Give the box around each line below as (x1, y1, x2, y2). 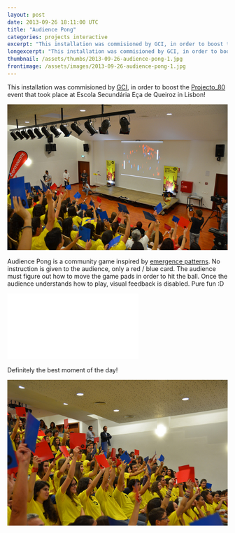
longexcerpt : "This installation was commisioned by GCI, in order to (7, 48, 218, 55)
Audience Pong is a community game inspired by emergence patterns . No (7, 257, 220, 265)
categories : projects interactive (7, 34, 108, 41)
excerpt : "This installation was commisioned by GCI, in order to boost (7, 41, 224, 48)
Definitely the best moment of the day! (7, 365, 118, 374)
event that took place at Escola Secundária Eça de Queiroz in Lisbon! (7, 90, 206, 98)
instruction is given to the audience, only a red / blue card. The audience (7, 264, 217, 272)
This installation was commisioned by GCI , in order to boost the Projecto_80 (7, 82, 226, 91)
